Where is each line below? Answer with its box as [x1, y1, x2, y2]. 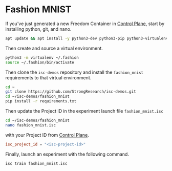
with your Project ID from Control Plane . [5, 132, 90, 138]
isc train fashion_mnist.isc [5, 161, 68, 166]
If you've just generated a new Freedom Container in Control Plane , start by [5, 20, 165, 27]
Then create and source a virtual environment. [5, 45, 103, 51]
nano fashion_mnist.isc [5, 122, 56, 127]
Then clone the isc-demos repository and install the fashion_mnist [5, 69, 144, 75]
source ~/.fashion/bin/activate [5, 60, 74, 65]
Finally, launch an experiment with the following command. [5, 151, 130, 157]
